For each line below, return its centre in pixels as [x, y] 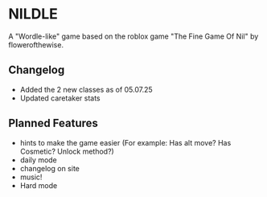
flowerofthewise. [36, 44]
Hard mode [39, 185]
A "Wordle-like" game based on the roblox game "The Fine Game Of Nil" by [133, 36]
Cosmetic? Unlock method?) [67, 151]
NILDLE [33, 14]
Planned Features [53, 123]
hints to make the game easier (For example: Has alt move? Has [125, 142]
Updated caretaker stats [60, 98]
